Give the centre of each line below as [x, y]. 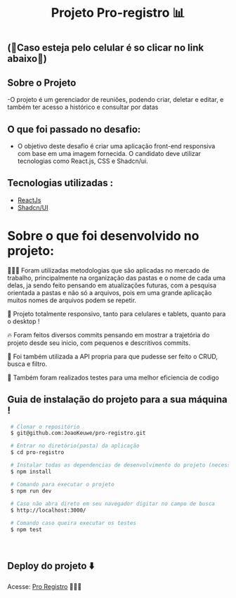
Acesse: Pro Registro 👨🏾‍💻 [45, 586]
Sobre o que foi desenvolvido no [103, 236]
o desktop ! [24, 321]
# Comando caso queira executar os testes [73, 524]
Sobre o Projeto [42, 83]
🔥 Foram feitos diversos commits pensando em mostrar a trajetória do [109, 334]
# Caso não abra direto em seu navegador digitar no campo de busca [113, 504]
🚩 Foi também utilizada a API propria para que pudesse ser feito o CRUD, [112, 356]
